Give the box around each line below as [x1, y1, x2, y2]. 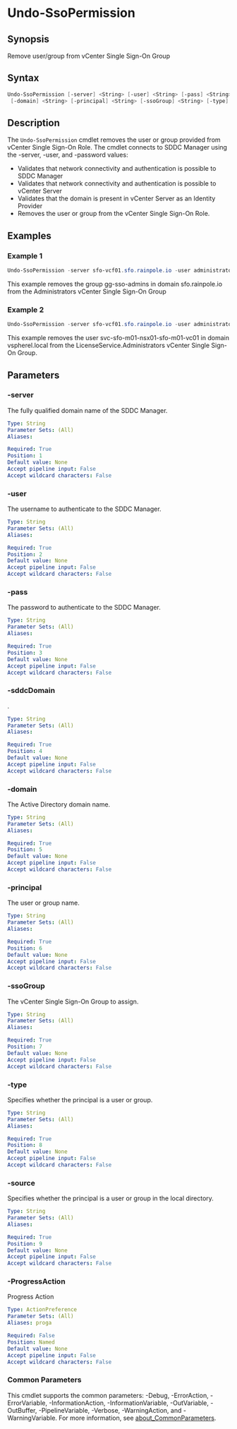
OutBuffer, [7, 1406, 37, 1414]
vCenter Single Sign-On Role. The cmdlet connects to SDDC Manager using [7, 143, 228, 152]
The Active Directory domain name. [7, 800, 111, 809]
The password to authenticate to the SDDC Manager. [7, 603, 161, 612]
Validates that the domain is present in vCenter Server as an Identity [17, 194, 216, 203]
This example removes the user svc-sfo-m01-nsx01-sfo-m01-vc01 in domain [7, 334, 229, 342]
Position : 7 [7, 1043, 42, 1051]
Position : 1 [7, 452, 42, 459]
